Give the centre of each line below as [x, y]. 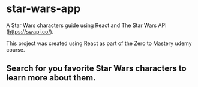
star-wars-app [43, 9]
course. [16, 49]
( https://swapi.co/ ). [30, 31]
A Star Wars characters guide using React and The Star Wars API [86, 25]
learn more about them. [51, 78]
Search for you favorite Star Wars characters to [97, 69]
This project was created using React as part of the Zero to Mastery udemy [99, 43]
